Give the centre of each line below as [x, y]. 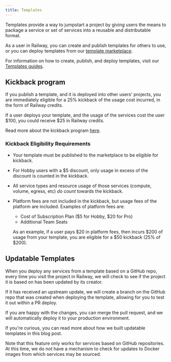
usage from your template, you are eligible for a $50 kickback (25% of [87, 237]
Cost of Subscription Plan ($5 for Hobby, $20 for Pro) [76, 216]
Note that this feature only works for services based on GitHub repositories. [85, 343]
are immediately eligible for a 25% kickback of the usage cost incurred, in [83, 100]
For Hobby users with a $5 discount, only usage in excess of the [80, 170]
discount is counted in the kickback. [51, 176]
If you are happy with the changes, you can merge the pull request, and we [84, 312]
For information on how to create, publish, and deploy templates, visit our [82, 61]
